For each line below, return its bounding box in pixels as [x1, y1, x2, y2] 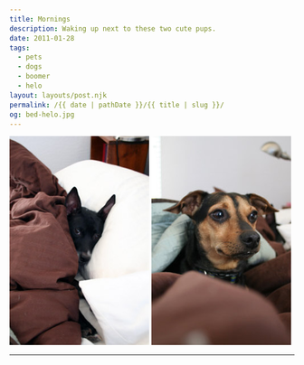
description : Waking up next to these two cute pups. [9, 23, 217, 33]
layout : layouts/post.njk [9, 90, 107, 99]
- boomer [17, 72, 51, 81]
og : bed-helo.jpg [9, 109, 75, 119]
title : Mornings [9, 14, 71, 23]
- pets [17, 52, 43, 62]
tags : [9, 43, 30, 52]
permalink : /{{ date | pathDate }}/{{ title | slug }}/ [9, 100, 224, 109]
